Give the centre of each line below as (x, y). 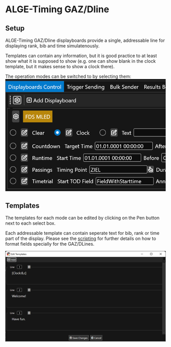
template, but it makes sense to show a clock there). (60, 66)
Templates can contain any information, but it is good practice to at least (81, 56)
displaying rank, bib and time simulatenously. (52, 46)
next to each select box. (31, 223)
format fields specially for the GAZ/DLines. (50, 244)
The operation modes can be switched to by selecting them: (68, 76)
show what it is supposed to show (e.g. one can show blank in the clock (81, 61)
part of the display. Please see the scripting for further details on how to (81, 238)
